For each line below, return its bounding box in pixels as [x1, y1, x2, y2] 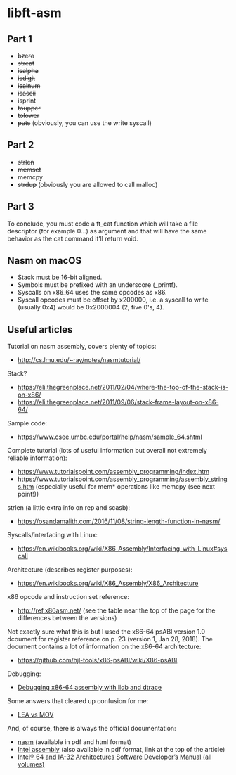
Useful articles [7, 324, 73, 335]
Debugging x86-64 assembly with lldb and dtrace [17, 684, 162, 692]
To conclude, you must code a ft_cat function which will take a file [7, 219, 199, 228]
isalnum [17, 82, 41, 89]
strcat [17, 59, 35, 68]
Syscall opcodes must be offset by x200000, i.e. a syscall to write [17, 295, 209, 304]
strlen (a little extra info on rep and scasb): [7, 504, 131, 512]
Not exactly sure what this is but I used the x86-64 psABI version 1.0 [7, 627, 206, 636]
